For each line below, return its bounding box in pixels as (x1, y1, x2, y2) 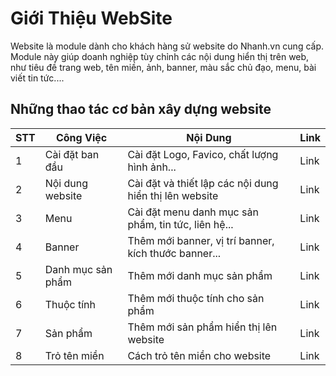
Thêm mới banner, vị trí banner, (127, 233, 275, 247)
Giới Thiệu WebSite (10, 7, 173, 30)
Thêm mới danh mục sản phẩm (127, 268, 273, 282)
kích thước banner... (127, 246, 222, 260)
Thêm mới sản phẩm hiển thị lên (127, 320, 278, 334)
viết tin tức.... (10, 72, 65, 84)
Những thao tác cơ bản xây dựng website (10, 101, 272, 118)
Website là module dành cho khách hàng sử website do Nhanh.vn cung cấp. (10, 40, 325, 52)
